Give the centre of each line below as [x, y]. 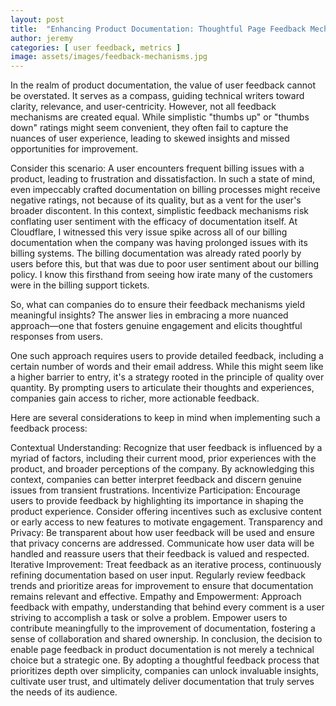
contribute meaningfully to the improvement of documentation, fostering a [163, 628]
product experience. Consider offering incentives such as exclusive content [166, 512]
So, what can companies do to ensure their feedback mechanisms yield [158, 305]
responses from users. [57, 337]
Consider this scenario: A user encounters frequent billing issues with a [157, 168]
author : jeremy [42, 38]
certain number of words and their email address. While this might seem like [167, 367]
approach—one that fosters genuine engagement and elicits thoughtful [156, 326]
